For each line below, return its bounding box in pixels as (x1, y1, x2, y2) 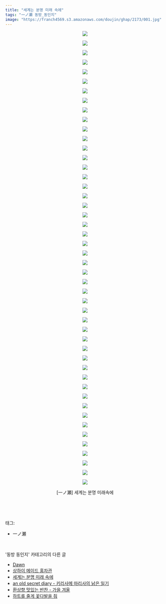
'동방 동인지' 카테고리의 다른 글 (5, 552, 66, 558)
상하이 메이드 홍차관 (12, 568, 52, 574)
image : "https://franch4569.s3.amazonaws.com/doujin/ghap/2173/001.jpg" (5, 17, 162, 22)
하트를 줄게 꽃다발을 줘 (12, 593, 58, 599)
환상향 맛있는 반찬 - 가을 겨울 (12, 587, 70, 593)
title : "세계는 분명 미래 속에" (5, 7, 64, 13)
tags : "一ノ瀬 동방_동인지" (5, 12, 57, 17)
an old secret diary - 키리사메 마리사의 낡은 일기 (12, 581, 109, 587)
